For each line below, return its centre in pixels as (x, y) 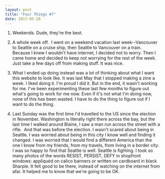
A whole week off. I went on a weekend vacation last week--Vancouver (85, 42)
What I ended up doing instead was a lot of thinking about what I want (83, 73)
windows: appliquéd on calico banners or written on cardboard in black (84, 161)
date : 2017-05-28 (23, 19)
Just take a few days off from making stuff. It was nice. (68, 63)
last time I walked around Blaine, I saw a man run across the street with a (86, 124)
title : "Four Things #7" (31, 14)
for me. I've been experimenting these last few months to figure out (81, 89)
